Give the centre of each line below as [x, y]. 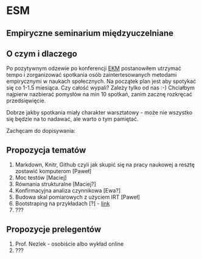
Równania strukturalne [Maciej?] [55, 184]
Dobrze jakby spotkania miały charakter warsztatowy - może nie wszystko [99, 113]
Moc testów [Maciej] [41, 178]
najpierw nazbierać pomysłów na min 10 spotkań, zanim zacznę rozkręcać [99, 94]
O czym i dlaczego [42, 53]
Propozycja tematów [46, 150]
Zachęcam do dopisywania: [41, 131]
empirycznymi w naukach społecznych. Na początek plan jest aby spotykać [101, 81]
